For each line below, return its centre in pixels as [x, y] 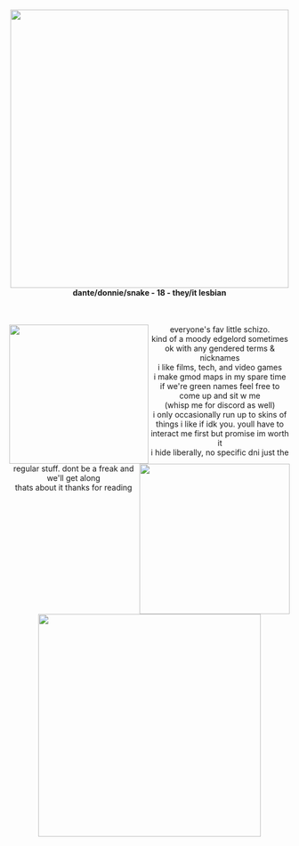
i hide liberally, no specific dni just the [220, 452]
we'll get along [73, 478]
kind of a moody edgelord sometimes [220, 339]
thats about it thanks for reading [73, 488]
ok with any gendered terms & [220, 348]
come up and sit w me [220, 396]
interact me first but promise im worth [220, 434]
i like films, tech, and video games [220, 368]
